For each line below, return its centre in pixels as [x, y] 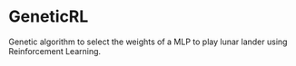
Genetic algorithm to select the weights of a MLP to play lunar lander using [148, 42]
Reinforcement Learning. [55, 51]
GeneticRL [49, 17]
